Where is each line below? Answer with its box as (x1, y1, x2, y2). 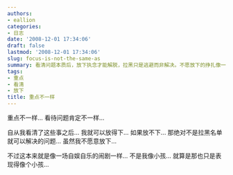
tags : (7, 68, 23, 75)
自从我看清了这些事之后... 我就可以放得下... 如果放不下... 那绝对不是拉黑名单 (7, 129, 223, 136)
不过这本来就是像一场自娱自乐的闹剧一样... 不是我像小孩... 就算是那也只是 (7, 151, 216, 160)
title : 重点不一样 (7, 94, 55, 101)
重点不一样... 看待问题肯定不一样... (7, 113, 105, 122)
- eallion (7, 17, 36, 24)
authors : (7, 10, 33, 17)
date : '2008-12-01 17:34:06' (7, 36, 92, 43)
